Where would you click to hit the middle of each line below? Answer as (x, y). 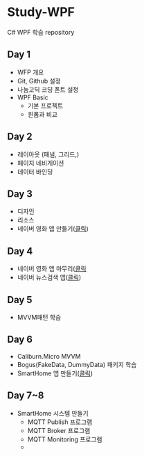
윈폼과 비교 (42, 114)
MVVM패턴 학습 (39, 317)
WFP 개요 (30, 72)
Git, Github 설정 (39, 81)
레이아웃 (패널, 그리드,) (48, 154)
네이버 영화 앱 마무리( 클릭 (52, 269)
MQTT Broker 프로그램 (59, 430)
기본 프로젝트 (45, 106)
